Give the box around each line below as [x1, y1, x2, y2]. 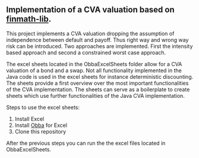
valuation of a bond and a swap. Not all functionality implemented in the [6, 67, 182, 74]
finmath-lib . [6, 14, 52, 24]
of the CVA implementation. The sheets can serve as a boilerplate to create [6, 86, 190, 93]
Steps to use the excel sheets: [6, 104, 80, 111]
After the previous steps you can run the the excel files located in [6, 140, 166, 147]
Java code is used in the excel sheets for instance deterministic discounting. [6, 73, 194, 80]
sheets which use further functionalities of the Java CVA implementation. [6, 92, 185, 99]
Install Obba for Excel [14, 122, 67, 129]
